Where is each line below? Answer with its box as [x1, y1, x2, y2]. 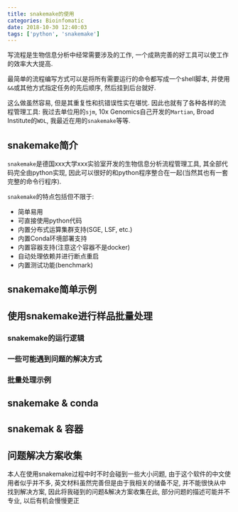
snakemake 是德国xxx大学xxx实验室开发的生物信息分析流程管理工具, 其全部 [7, 159, 222, 168]
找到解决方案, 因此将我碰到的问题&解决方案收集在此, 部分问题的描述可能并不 [7, 488, 230, 496]
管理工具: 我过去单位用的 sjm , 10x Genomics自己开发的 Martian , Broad [13, 107, 215, 116]
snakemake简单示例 [7, 284, 97, 296]
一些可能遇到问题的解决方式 [7, 353, 102, 363]
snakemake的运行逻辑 [7, 333, 85, 343]
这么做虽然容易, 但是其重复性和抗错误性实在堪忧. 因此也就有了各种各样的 [7, 99, 220, 107]
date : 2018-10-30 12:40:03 [7, 23, 87, 31]
